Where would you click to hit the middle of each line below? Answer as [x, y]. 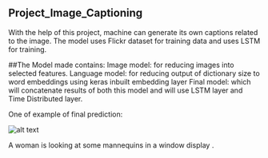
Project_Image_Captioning [76, 13]
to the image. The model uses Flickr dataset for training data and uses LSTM [134, 41]
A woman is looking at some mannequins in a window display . [111, 145]
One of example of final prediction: [66, 114]
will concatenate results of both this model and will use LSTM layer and [126, 90]
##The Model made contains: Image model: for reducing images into [121, 65]
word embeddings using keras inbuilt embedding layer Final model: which [130, 81]
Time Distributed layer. [46, 98]
